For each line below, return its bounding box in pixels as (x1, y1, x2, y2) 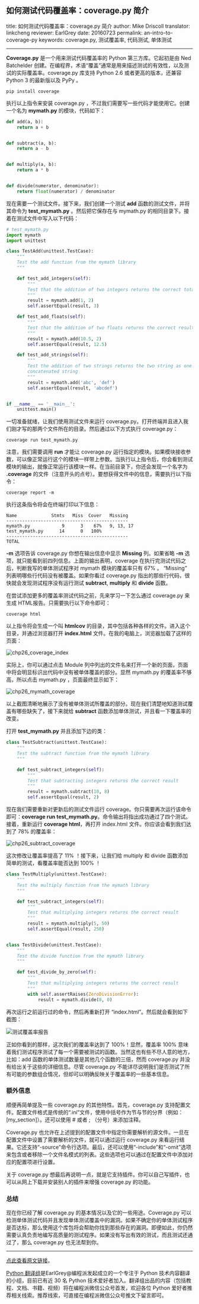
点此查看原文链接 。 (6, 1257, 53, 1264)
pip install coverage (6, 88, 60, 94)
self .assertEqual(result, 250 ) (27, 926, 105, 932)
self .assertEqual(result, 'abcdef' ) (27, 385, 118, 391)
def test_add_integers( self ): (17, 275, 92, 282)
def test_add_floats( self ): (17, 314, 86, 320)
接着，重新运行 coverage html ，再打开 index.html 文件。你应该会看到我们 (6, 820, 187, 828)
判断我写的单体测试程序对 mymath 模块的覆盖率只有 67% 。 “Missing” (16, 565, 188, 572)
